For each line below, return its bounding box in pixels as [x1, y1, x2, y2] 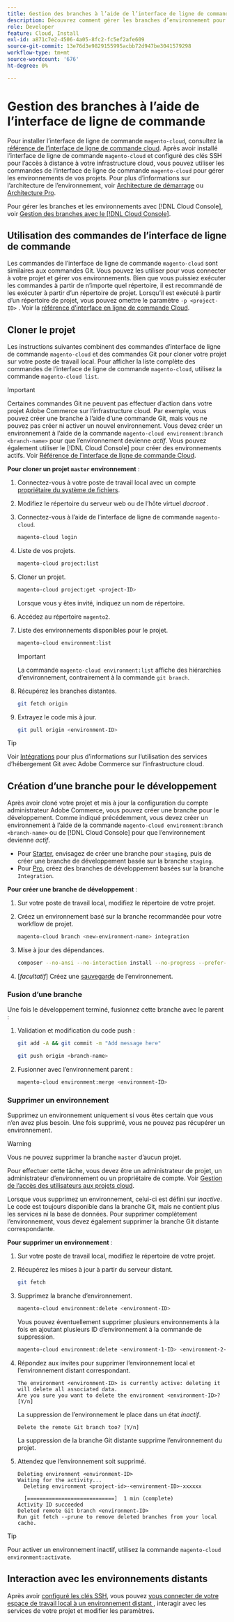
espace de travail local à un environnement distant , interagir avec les [7, 1599, 207, 1607]
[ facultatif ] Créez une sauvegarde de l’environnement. [17, 973, 173, 980]
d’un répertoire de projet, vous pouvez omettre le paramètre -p [7, 296, 187, 305]
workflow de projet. [17, 920, 74, 928]
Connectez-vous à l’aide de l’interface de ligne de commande [17, 513, 194, 522]
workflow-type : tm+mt [7, 50, 70, 57]
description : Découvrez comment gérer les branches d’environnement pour [7, 17, 226, 24]
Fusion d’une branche [7, 989, 82, 999]
